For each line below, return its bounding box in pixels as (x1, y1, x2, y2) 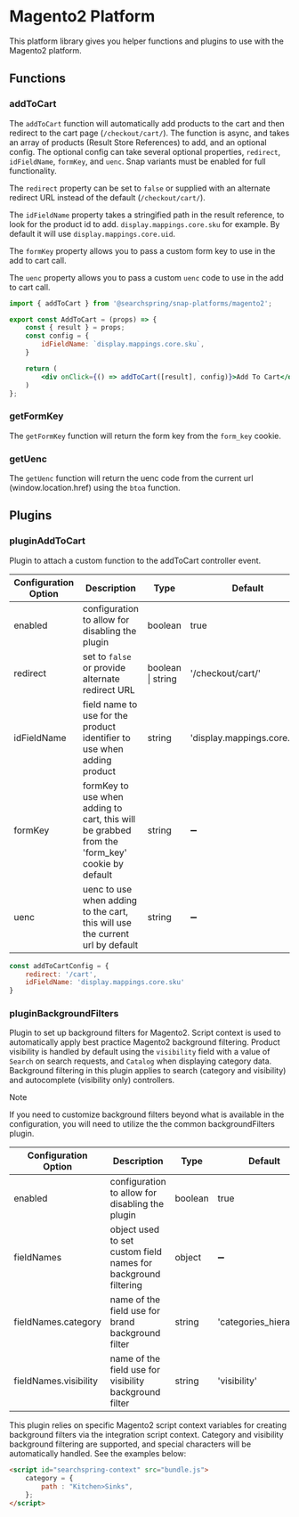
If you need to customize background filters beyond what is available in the (9, 1109, 285, 1120)
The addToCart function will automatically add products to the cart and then (9, 118, 285, 128)
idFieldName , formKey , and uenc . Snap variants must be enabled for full (9, 156, 266, 167)
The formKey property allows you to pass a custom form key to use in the (9, 245, 276, 256)
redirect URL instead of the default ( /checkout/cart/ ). (9, 192, 206, 202)
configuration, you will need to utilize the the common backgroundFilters (9, 1119, 276, 1130)
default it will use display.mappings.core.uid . (9, 228, 176, 239)
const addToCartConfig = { (9, 961, 109, 970)
